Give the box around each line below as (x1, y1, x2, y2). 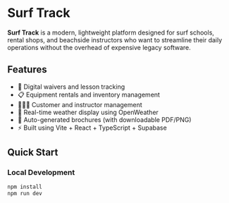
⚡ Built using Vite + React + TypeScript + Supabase (17, 123, 167, 132)
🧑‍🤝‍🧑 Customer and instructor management (17, 100, 142, 109)
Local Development (7, 168, 75, 178)
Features (7, 63, 47, 75)
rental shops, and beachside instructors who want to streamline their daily (7, 35, 223, 44)
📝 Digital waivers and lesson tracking (17, 82, 125, 91)
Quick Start (7, 147, 58, 159)
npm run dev (7, 190, 42, 197)
